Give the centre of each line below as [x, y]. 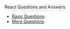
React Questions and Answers [35, 7]
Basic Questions [28, 16]
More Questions [28, 22]
